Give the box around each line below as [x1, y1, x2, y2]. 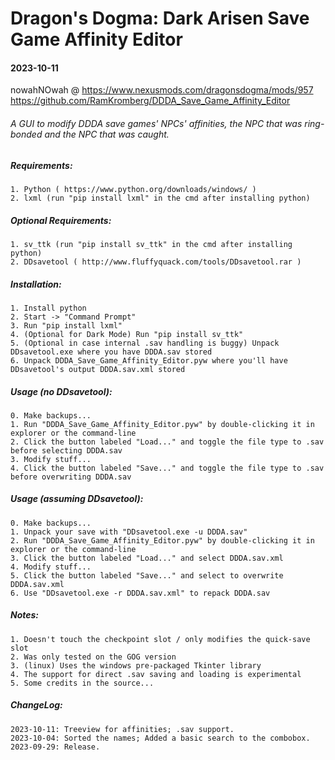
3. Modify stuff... [10, 454, 92, 464]
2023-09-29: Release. [10, 742, 101, 752]
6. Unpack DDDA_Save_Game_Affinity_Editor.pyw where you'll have [10, 355, 288, 366]
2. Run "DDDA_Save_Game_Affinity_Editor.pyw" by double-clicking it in [10, 535, 315, 546]
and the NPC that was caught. [44, 128, 170, 140]
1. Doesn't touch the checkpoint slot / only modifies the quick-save [10, 634, 311, 644]
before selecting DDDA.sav [10, 445, 123, 456]
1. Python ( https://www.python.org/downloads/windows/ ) [10, 184, 257, 194]
